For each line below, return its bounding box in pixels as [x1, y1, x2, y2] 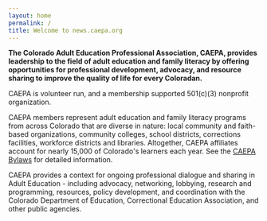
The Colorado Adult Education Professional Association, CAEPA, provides [8, 48, 257, 58]
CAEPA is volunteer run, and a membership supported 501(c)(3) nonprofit [8, 89, 249, 99]
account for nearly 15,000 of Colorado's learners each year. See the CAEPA [8, 146, 257, 156]
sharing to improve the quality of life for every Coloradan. [8, 73, 203, 83]
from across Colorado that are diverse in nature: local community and [8, 121, 237, 131]
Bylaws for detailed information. [8, 155, 113, 165]
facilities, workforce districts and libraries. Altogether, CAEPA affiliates [8, 138, 238, 148]
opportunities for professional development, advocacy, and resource [8, 65, 241, 75]
